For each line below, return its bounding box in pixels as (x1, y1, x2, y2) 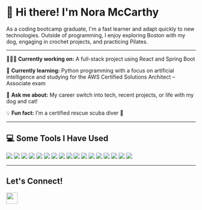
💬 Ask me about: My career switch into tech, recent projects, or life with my (6, 91, 194, 98)
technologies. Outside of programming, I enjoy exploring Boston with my (6, 31, 186, 38)
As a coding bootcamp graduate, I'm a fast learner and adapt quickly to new (6, 25, 195, 32)
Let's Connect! (6, 176, 63, 187)
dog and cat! (6, 97, 38, 104)
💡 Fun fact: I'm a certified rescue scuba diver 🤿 (6, 109, 124, 116)
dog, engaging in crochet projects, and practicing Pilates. (6, 38, 148, 45)
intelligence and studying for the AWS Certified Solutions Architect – (6, 73, 176, 80)
